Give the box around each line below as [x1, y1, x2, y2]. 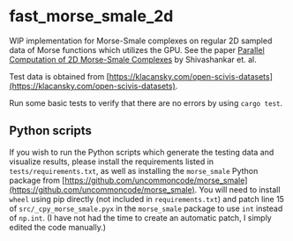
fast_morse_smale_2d [9, 6, 174, 26]
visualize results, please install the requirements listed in [9, 156, 214, 167]
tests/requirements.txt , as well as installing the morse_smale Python [9, 165, 259, 176]
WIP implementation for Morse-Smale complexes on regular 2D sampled [9, 35, 273, 46]
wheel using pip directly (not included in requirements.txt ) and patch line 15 [9, 193, 285, 204]
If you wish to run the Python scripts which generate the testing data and [9, 147, 274, 157]
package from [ [9, 175, 65, 185]
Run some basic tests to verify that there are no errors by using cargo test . [9, 97, 283, 108]
